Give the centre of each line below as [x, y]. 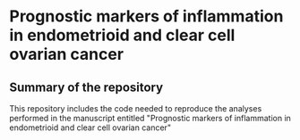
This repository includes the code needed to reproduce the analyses [136, 108]
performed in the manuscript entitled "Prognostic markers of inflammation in [150, 118]
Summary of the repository [86, 87]
